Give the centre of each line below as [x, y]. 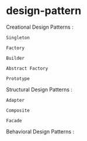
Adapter [15, 100]
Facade [14, 121]
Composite [18, 110]
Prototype [18, 78]
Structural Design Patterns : [39, 90]
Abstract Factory [27, 68]
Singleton [18, 37]
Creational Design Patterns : [40, 27]
